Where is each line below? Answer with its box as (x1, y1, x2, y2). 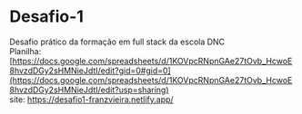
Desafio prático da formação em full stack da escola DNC (9, 36, 226, 47)
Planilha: (9, 45, 42, 56)
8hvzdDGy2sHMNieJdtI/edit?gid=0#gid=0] (9, 65, 171, 76)
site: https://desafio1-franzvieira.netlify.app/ (9, 93, 175, 105)
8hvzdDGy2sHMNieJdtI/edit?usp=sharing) (9, 84, 170, 95)
